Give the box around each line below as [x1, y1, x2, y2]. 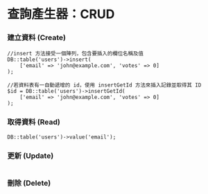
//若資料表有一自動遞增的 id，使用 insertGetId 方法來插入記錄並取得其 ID [7, 82, 202, 89]
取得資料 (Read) [7, 117, 60, 127]
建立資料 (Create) [7, 33, 66, 42]
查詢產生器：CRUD [7, 6, 115, 22]
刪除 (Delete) [7, 178, 51, 188]
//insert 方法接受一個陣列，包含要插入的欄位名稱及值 [7, 50, 144, 58]
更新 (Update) [7, 150, 54, 160]
